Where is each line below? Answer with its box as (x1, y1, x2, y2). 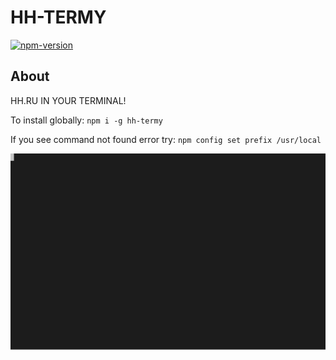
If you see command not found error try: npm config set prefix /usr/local (10, 133, 322, 145)
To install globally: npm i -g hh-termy (10, 114, 163, 126)
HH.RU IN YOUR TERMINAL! (10, 94, 127, 106)
